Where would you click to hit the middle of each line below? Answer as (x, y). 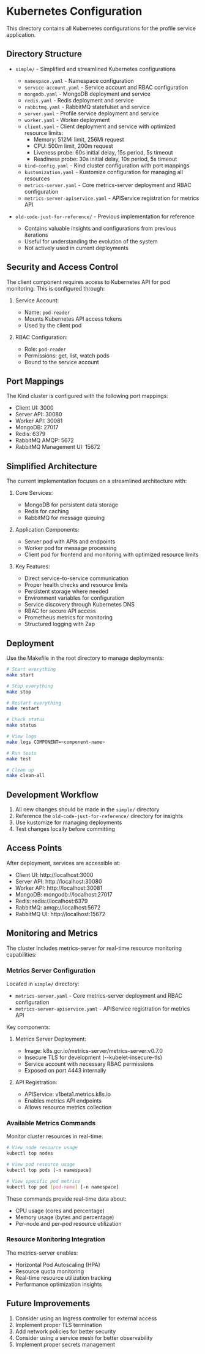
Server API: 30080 (39, 415)
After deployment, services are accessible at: (63, 863)
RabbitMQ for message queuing (65, 518)
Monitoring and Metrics (52, 933)
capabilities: (21, 954)
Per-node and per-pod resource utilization (68, 1223)
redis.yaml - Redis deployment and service (79, 100)
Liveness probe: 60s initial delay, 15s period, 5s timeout (103, 152)
